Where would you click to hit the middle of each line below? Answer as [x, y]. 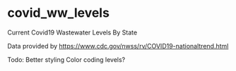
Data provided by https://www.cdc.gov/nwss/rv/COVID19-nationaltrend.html [118, 46]
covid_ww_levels [58, 13]
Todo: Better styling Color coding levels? [66, 59]
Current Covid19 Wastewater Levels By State [72, 32]
